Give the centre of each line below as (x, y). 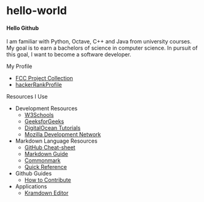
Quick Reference (46, 167)
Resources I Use (27, 97)
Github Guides (33, 174)
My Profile (19, 66)
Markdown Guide (46, 154)
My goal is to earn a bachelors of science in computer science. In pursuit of (102, 48)
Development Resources (46, 108)
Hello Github (23, 28)
